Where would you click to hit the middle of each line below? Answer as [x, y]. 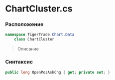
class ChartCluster [34, 39]
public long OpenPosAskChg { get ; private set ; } [58, 72]
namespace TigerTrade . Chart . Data [40, 35]
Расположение [24, 24]
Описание [28, 49]
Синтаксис [19, 62]
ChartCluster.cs [39, 9]
